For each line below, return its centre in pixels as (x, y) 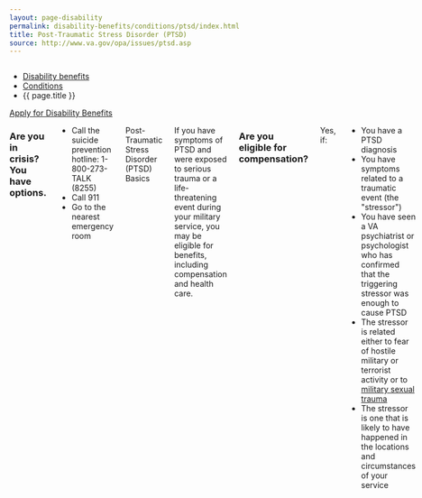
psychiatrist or (388, 236)
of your (375, 475)
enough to (380, 303)
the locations (385, 447)
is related (378, 332)
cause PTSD (384, 313)
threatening (196, 198)
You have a (382, 131)
